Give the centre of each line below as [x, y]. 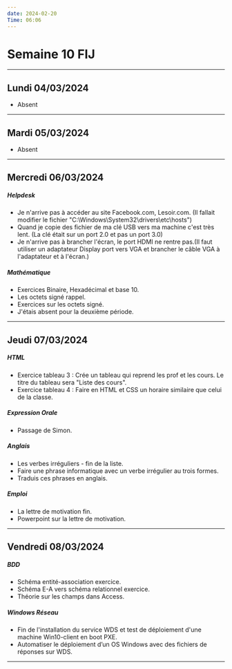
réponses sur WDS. [45, 651]
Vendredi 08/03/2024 [56, 547]
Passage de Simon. [45, 430]
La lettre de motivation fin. [54, 511]
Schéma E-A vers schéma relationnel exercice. [84, 589]
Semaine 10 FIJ [51, 54]
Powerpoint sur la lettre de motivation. [71, 518]
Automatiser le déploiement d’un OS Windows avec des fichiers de [112, 644]
